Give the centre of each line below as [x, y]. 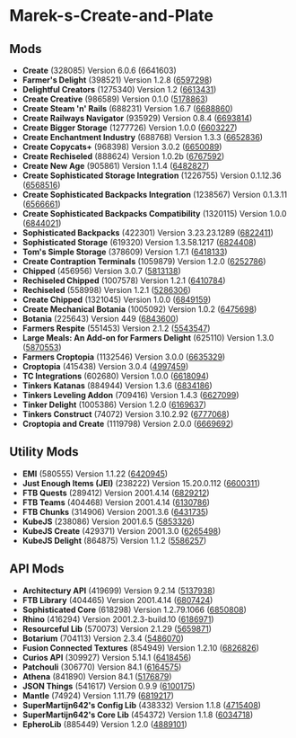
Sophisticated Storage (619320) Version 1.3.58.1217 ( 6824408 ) [139, 242]
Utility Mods [44, 452]
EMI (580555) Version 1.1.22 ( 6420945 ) [95, 474]
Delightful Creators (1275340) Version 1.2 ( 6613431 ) [119, 89]
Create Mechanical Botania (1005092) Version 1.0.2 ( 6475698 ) [139, 309]
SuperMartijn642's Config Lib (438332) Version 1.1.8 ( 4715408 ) [142, 705]
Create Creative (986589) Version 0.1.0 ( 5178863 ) [115, 99]
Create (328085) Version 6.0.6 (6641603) [99, 70]
